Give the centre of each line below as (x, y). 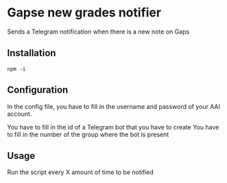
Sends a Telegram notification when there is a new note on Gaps (98, 32)
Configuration (38, 90)
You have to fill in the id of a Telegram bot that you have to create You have (113, 127)
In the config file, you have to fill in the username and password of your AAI (114, 106)
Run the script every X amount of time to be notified (80, 172)
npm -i (16, 69)
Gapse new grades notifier (84, 13)
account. (20, 114)
